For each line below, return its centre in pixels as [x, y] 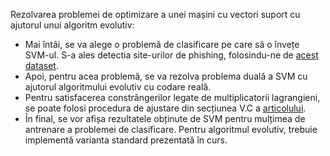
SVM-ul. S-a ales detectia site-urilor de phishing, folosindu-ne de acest [171, 55]
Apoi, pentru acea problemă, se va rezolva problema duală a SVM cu [166, 76]
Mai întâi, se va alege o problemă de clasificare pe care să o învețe [162, 44]
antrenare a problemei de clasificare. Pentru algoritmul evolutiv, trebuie [171, 129]
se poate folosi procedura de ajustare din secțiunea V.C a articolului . [165, 108]
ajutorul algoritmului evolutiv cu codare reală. [118, 87]
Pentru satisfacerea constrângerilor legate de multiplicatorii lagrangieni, [172, 97]
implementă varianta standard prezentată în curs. [126, 140]
